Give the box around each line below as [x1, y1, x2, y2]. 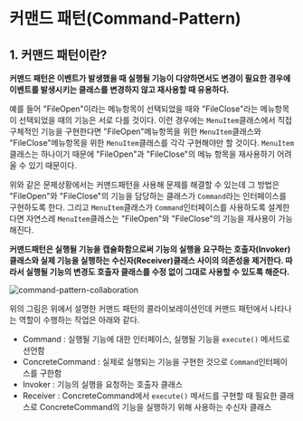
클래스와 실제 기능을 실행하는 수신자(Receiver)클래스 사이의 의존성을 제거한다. [9, 255, 284, 265]
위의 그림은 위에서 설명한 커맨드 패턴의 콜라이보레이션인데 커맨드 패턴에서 [9, 303, 269, 313]
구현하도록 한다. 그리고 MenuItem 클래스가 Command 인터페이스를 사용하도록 [9, 202, 267, 213]
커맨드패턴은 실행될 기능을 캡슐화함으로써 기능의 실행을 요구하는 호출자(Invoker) [9, 244, 291, 254]
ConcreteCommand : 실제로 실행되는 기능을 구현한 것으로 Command [22, 357, 260, 367]
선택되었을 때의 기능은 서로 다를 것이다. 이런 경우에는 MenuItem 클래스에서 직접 [18, 115, 292, 125]
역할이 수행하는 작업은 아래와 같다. [18, 314, 140, 325]
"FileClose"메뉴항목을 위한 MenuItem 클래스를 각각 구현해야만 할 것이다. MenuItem [9, 138, 295, 148]
